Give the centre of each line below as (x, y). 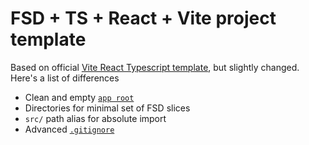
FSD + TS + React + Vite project (143, 18)
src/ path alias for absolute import (95, 118)
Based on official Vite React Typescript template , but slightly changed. (155, 67)
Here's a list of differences (65, 78)
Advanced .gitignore (69, 129)
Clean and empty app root (79, 97)
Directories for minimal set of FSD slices (107, 108)
